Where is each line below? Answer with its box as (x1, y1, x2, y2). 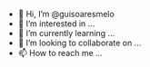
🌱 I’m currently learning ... (17, 28, 115, 38)
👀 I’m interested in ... (17, 18, 95, 29)
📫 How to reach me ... (17, 48, 103, 58)
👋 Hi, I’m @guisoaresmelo (17, 9, 115, 19)
